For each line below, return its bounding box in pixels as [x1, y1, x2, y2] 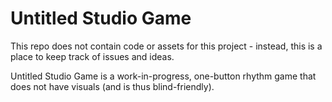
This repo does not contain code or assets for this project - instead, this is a [10, 40, 323, 52]
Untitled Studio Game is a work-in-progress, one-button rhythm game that [10, 70, 317, 82]
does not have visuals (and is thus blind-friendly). [10, 80, 215, 92]
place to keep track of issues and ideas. [10, 50, 175, 62]
